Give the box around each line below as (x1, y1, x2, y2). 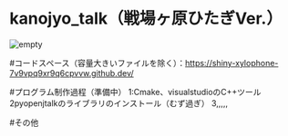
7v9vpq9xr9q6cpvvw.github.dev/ (9, 67, 134, 78)
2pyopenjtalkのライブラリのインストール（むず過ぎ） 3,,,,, (9, 97, 228, 109)
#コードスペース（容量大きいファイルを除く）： (9, 57, 186, 68)
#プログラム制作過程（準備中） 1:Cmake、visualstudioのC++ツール (9, 86, 262, 97)
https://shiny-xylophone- (185, 57, 279, 68)
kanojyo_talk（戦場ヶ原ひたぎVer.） (9, 8, 283, 29)
